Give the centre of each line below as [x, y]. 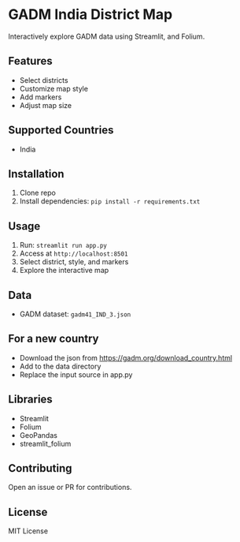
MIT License [28, 531]
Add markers [41, 97]
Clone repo [38, 193]
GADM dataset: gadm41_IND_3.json [75, 314]
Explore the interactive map [64, 271]
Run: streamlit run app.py [63, 245]
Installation [36, 174]
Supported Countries [61, 131]
